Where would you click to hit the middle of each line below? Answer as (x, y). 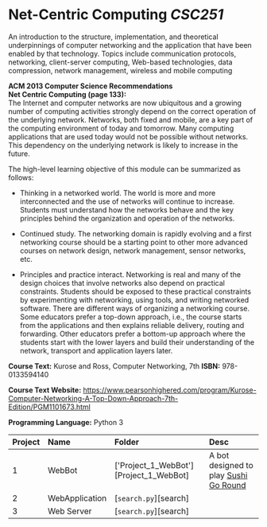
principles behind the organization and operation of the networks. (127, 218)
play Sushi (228, 475)
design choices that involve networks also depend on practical (122, 283)
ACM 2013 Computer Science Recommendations (91, 86)
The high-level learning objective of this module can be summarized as (124, 169)
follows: (21, 178)
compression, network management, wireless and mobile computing (120, 70)
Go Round (228, 485)
